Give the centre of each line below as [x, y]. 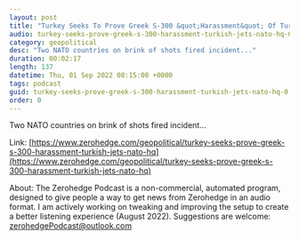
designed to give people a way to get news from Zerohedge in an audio [140, 197]
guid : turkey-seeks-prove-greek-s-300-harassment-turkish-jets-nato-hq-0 [149, 92]
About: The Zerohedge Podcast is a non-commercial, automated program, [145, 188]
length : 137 [31, 68]
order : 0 [25, 100]
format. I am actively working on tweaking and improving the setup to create [149, 207]
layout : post [33, 17]
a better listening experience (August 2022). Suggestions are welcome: [140, 216]
